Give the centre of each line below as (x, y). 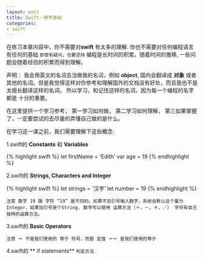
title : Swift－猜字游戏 (34, 18)
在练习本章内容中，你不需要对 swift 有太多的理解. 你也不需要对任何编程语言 (100, 47)
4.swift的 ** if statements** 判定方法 (50, 251)
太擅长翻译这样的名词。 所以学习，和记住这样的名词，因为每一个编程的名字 (100, 90)
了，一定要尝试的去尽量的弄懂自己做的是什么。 (65, 119)
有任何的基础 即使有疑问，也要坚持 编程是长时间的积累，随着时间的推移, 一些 (98, 55)
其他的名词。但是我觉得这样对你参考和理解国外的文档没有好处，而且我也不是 (102, 83)
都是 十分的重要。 (28, 98)
